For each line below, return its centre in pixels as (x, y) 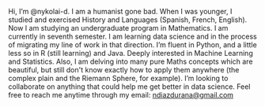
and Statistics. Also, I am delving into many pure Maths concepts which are (131, 61)
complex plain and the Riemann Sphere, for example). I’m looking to (118, 78)
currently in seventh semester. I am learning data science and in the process (132, 36)
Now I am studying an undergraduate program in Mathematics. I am (118, 28)
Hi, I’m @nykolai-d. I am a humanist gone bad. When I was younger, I (120, 11)
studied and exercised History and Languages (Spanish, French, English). (128, 20)
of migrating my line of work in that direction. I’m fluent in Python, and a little (132, 45)
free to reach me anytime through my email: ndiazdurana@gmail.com (121, 95)
